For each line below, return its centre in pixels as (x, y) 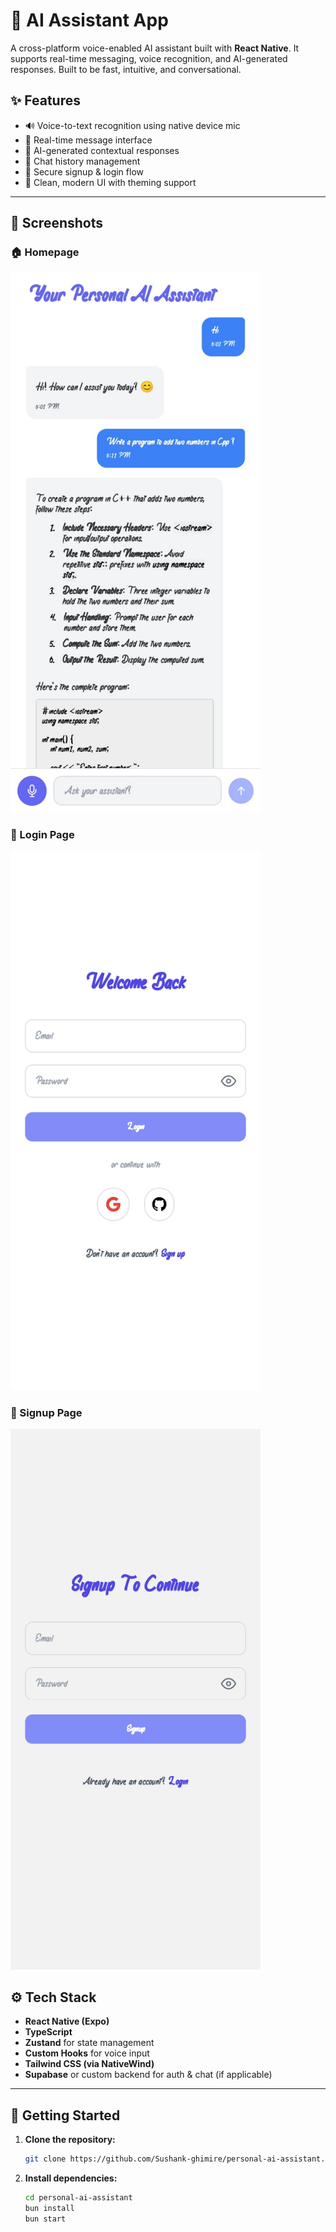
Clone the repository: (70, 2140)
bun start (45, 2219)
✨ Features (45, 100)
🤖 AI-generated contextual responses (102, 150)
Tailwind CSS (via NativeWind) (89, 2064)
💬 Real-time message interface (88, 140)
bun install (49, 2208)
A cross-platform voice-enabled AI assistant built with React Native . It (155, 48)
